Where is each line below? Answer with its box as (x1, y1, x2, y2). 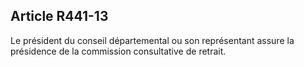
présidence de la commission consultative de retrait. (10, 45, 227, 57)
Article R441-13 (10, 8, 109, 25)
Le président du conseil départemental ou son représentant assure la (10, 34, 295, 46)
